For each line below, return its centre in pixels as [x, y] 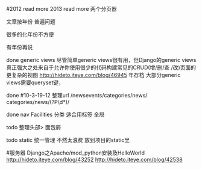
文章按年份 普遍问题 [31, 22]
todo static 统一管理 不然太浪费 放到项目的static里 [68, 140]
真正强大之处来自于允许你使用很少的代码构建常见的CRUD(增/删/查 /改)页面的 [101, 67]
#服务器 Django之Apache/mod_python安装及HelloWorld [76, 153]
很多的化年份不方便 [30, 34]
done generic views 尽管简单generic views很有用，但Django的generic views [101, 60]
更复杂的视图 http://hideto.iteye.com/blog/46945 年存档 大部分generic [93, 75]
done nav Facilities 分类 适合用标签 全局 [55, 114]
